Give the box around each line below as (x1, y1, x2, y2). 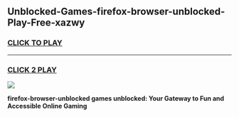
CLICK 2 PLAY (7, 65, 57, 74)
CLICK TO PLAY (7, 38, 63, 48)
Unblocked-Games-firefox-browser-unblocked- (7, 6, 225, 18)
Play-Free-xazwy (7, 17, 85, 29)
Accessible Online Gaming (7, 101, 87, 110)
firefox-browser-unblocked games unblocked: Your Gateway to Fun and (7, 94, 225, 102)
